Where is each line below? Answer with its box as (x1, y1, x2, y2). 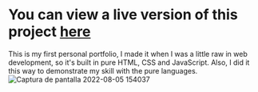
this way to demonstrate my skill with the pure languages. (8, 66, 198, 75)
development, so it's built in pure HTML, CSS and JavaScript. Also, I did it (8, 58, 250, 67)
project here (8, 22, 91, 41)
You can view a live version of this (8, 6, 238, 24)
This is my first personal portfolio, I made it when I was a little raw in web (8, 49, 248, 58)
